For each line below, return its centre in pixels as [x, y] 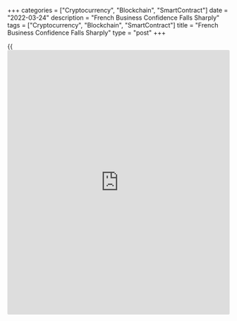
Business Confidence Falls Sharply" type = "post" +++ [87, 32]
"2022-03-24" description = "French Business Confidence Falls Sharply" [114, 18]
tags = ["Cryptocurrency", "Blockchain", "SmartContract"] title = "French [113, 25]
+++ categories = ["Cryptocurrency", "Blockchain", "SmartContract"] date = [118, 10]
